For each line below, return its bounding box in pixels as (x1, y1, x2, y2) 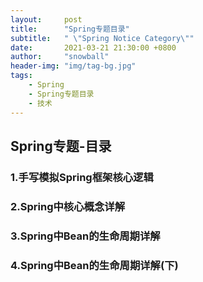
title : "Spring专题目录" (10, 24, 130, 34)
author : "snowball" (10, 52, 110, 62)
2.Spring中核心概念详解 (10, 199, 125, 213)
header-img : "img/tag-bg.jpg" (10, 61, 137, 71)
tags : (10, 71, 33, 81)
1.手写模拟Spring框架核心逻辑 (10, 170, 154, 184)
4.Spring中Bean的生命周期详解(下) (10, 258, 179, 272)
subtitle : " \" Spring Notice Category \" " (10, 33, 195, 43)
